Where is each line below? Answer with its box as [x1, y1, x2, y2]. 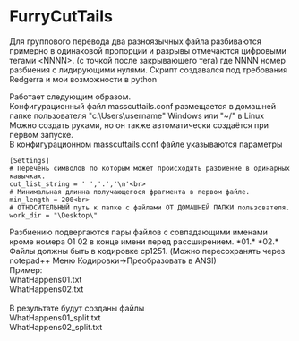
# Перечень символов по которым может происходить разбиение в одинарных [9, 164, 291, 173]
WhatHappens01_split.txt [9, 311, 101, 323]
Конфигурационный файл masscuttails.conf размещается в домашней [9, 100, 276, 111]
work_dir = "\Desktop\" [9, 210, 98, 220]
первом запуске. [9, 129, 73, 140]
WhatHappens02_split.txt [9, 321, 103, 332]
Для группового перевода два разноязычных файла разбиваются [9, 36, 261, 47]
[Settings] [9, 156, 50, 165]
